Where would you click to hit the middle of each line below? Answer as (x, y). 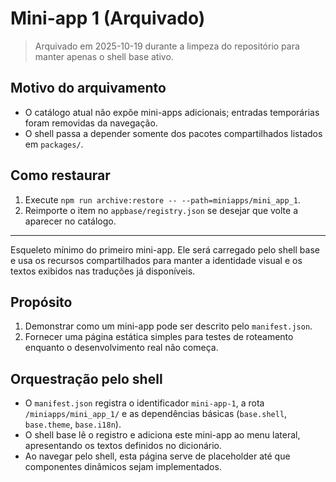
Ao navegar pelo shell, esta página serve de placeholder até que (157, 456)
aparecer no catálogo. (70, 221)
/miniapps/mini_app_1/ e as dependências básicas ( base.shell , (156, 414)
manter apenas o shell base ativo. (104, 56)
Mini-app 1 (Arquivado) (108, 18)
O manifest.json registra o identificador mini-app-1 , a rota (144, 403)
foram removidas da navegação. (91, 123)
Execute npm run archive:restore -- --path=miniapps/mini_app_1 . (162, 199)
